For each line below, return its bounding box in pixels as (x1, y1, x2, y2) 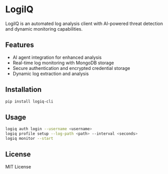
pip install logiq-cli (5, 98, 53, 104)
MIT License (5, 163, 32, 169)
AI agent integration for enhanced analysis (12, 54, 102, 60)
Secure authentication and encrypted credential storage (12, 65, 130, 71)
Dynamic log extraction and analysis (12, 70, 89, 77)
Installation (5, 85, 42, 94)
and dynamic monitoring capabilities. (5, 26, 83, 32)
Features (5, 41, 34, 49)
